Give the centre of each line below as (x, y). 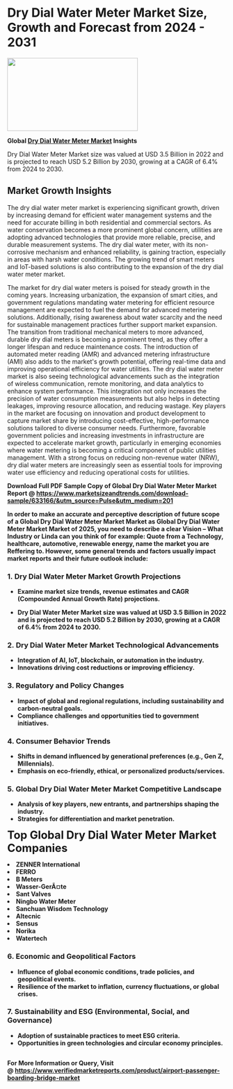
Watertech (32, 938)
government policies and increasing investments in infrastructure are (106, 435)
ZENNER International (48, 864)
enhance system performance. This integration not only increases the (107, 391)
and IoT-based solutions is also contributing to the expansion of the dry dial (115, 266)
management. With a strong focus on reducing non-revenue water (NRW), (113, 458)
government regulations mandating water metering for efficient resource (111, 302)
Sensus (27, 923)
